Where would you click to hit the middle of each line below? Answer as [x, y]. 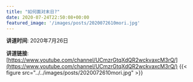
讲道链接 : [18, 53]
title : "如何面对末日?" [33, 12]
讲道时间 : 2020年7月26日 [37, 41]
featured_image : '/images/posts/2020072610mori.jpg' [73, 23]
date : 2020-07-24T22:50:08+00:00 [48, 17]
